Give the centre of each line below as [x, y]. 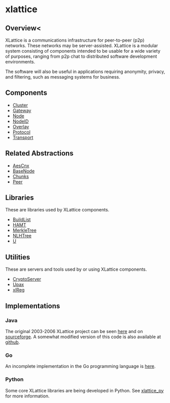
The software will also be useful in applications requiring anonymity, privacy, [85, 71]
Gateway [22, 111]
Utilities [18, 257]
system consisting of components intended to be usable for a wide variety [83, 51]
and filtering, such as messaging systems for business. [63, 77]
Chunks [21, 176]
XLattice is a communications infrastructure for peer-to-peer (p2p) [75, 40]
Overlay [21, 126]
